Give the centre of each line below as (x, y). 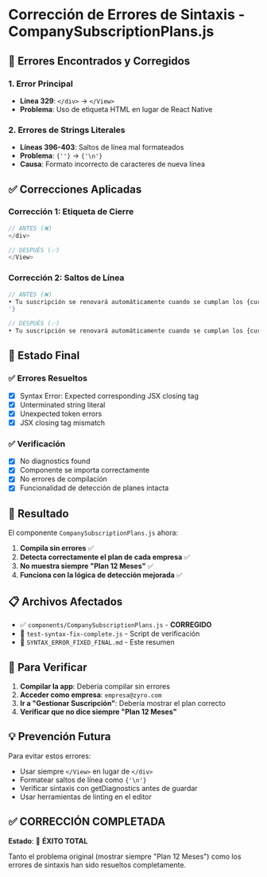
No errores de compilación (63, 479)
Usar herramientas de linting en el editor (86, 797)
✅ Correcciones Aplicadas (75, 189)
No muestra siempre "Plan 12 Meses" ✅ (87, 566)
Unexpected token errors (61, 413)
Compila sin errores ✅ (57, 548)
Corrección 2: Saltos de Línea (66, 278)
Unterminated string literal (62, 404)
